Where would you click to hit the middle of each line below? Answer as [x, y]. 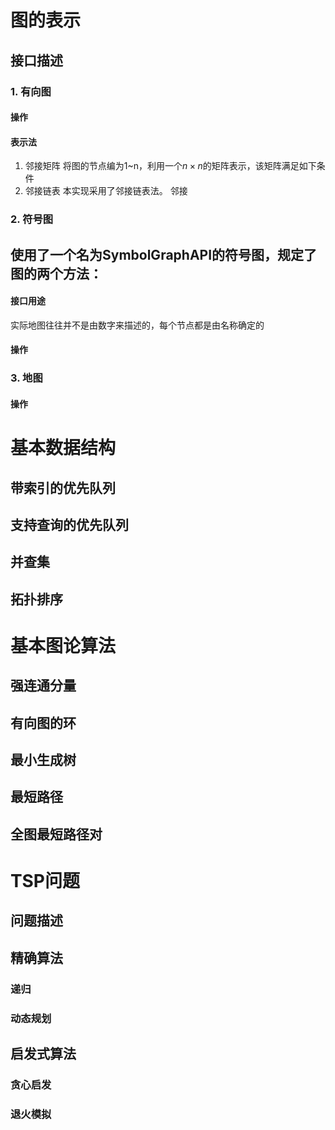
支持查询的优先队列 [69, 524]
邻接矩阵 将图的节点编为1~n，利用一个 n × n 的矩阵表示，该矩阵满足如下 [170, 166]
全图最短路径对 [56, 834]
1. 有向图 [31, 91]
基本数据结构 [63, 448]
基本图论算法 [63, 645]
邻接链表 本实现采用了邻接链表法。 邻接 [106, 191]
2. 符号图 [32, 219]
